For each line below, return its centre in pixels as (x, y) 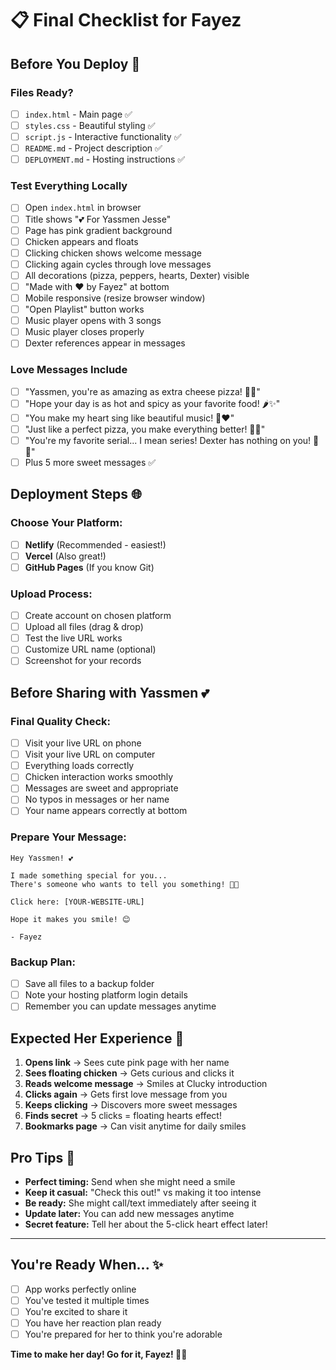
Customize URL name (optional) (90, 649)
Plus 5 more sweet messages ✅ (90, 462)
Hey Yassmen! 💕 (42, 858)
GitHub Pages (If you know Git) (89, 567)
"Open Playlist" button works (84, 309)
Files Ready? (42, 92)
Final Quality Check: (60, 721)
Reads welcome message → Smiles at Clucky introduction (146, 1084)
